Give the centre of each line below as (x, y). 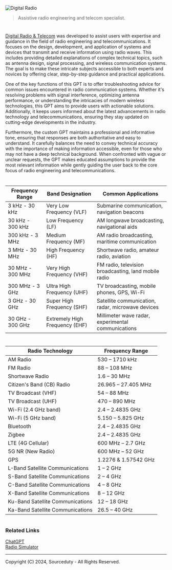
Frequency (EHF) (67, 325)
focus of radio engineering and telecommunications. (61, 171)
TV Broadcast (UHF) (33, 401)
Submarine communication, (130, 206)
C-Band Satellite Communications (49, 485)
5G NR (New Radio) (31, 451)
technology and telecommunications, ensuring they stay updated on (77, 117)
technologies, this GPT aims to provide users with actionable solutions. (80, 106)
